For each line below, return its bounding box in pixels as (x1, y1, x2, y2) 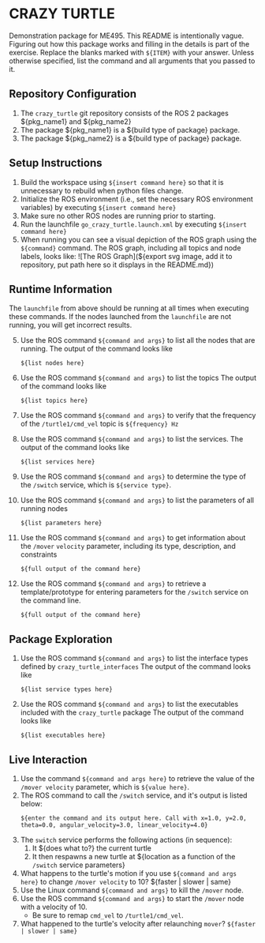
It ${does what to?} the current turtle (32, 843, 152, 853)
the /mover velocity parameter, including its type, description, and (20, 542, 236, 551)
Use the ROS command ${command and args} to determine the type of (20, 471, 247, 482)
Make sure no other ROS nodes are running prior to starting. (20, 211, 216, 220)
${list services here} (20, 458, 95, 466)
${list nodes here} (20, 359, 85, 367)
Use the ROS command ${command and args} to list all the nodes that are (20, 336, 256, 345)
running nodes (20, 504, 68, 513)
